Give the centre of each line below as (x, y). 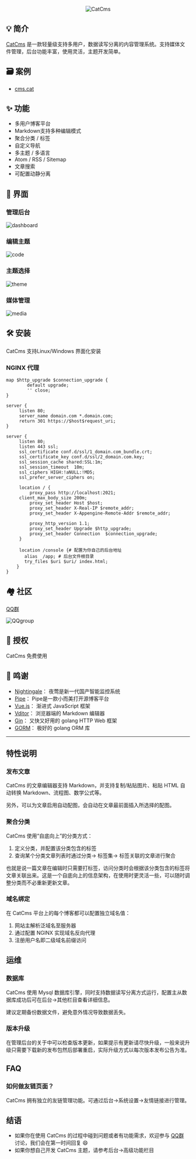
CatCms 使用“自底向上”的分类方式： (49, 836)
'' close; (39, 390)
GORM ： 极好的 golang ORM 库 (52, 728)
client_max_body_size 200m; (53, 498)
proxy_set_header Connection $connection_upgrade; (94, 534)
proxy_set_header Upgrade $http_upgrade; (80, 529)
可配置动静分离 (32, 174)
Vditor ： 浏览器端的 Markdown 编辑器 (60, 713)
